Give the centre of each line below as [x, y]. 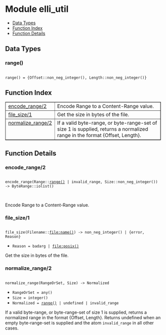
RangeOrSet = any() [32, 292]
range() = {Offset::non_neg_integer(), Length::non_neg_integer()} [76, 78]
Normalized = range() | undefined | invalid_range [65, 303]
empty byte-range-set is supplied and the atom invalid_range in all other [80, 323]
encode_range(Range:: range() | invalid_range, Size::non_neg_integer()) [82, 182]
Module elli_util [37, 9]
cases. [12, 328]
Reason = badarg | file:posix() [45, 246]
